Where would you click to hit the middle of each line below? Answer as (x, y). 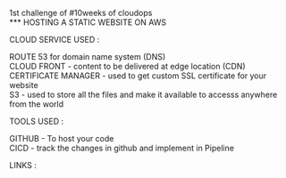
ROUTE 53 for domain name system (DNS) (88, 57)
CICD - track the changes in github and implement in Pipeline (122, 148)
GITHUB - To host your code (62, 138)
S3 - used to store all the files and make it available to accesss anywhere (143, 94)
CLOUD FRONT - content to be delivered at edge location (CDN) (127, 66)
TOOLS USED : (37, 121)
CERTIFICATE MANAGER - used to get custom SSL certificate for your (138, 76)
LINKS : (23, 165)
